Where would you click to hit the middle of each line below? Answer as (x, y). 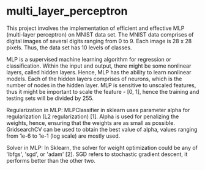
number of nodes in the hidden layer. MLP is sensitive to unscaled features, (101, 85)
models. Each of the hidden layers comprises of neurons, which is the (94, 79)
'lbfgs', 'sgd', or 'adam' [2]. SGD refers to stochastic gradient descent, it (97, 154)
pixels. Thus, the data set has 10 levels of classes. (69, 48)
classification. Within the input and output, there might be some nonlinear (99, 66)
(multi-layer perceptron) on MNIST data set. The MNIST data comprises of (100, 34)
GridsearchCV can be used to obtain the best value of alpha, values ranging (102, 129)
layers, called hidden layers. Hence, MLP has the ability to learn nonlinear (99, 72)
